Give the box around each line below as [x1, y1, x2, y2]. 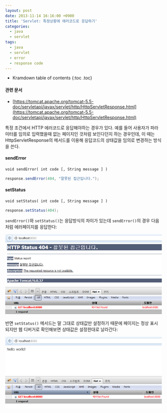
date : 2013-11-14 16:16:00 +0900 [5, 13, 75, 18]
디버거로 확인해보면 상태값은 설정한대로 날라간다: [23, 326, 118, 332]
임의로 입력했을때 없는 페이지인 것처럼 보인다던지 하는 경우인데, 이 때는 [18, 131, 155, 137]
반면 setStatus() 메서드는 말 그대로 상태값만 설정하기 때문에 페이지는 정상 [5, 320, 149, 326]
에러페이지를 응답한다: [14, 223, 57, 229]
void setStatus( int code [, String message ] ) [5, 199, 108, 204]
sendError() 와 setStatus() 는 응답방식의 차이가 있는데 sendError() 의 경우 [5, 217, 150, 223]
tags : [5, 40, 16, 45]
